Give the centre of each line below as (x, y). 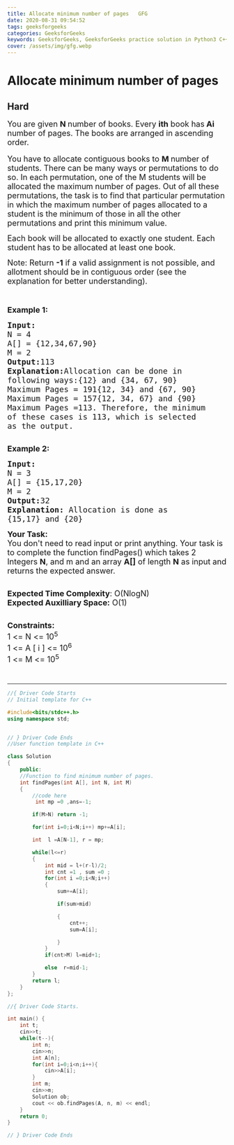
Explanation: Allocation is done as (88, 510)
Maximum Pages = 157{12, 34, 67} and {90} (102, 399)
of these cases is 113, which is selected (102, 417)
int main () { (26, 1019)
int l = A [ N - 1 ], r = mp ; (68, 840)
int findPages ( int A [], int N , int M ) (76, 783)
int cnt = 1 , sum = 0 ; (77, 872)
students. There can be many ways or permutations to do (113, 168)
